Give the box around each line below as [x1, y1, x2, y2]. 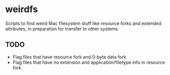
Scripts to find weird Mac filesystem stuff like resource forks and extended [5, 20, 161, 26]
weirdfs [5, 4, 38, 15]
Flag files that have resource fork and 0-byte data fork [12, 54, 126, 60]
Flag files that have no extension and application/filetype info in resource [12, 59, 165, 65]
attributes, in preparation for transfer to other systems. [5, 25, 119, 31]
